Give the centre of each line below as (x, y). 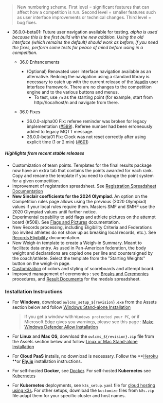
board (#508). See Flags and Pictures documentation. (66, 222)
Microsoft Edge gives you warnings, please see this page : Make (89, 322)
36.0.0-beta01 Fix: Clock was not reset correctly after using (86, 137)
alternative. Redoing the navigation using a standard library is (88, 77)
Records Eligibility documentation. (46, 237)
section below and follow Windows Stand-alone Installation (71, 307)
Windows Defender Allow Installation (61, 327)
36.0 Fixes (30, 112)
